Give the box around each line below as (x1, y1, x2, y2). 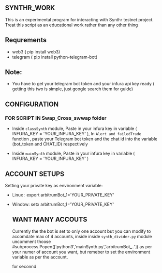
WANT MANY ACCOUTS (12, 215, 88, 224)
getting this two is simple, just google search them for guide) (12, 86, 133, 92)
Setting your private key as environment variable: (5, 182, 103, 188)
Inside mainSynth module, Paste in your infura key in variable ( (12, 150, 135, 157)
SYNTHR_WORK (5, 4, 55, 12)
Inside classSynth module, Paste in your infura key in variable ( (12, 126, 137, 131)
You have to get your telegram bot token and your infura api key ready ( (12, 81, 155, 87)
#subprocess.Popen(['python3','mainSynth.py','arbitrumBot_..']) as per (12, 243, 152, 249)
